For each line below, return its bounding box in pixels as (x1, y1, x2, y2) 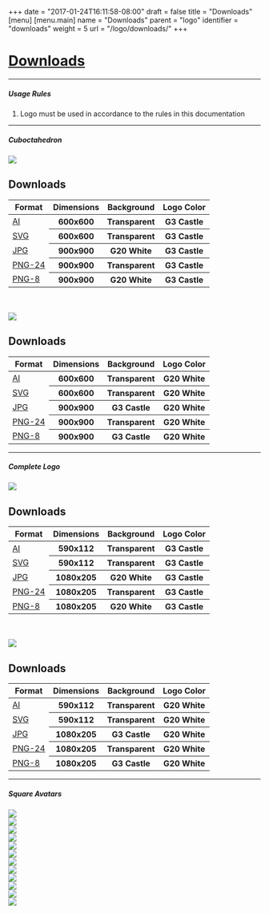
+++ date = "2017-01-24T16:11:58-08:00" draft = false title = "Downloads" (8, 7, 253, 16)
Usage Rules (8, 88, 52, 99)
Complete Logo (8, 462, 61, 471)
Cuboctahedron (8, 135, 62, 144)
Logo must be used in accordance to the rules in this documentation (19, 108, 246, 119)
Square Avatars (8, 789, 62, 799)
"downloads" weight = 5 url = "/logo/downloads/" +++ (8, 24, 188, 33)
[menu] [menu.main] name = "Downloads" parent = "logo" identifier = (8, 15, 239, 25)
